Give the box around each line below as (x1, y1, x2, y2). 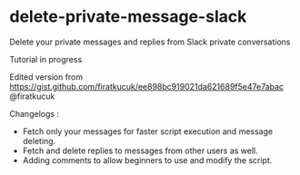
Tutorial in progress (9, 53, 83, 64)
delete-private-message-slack (9, 6, 247, 27)
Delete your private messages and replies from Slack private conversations (9, 36, 291, 47)
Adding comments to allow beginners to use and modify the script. (22, 154, 273, 165)
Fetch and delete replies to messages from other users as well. (22, 145, 258, 156)
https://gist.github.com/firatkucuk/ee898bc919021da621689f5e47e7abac (9, 81, 285, 92)
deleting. (22, 135, 56, 146)
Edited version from (9, 71, 84, 83)
